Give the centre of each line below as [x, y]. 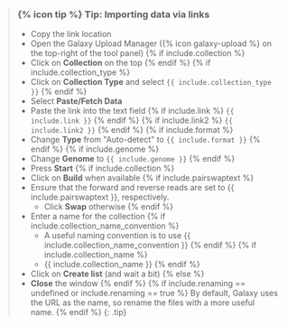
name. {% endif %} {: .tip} [79, 312]
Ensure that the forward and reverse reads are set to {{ [132, 188]
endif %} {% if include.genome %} [95, 149]
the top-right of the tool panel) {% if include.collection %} [138, 53]
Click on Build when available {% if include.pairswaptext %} [142, 178]
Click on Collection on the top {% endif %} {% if [120, 63]
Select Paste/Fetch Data [76, 101]
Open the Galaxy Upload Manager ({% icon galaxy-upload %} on [151, 43]
